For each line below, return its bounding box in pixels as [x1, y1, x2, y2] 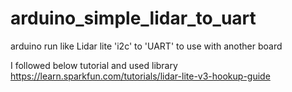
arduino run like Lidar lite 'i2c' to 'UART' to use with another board [10, 40, 283, 52]
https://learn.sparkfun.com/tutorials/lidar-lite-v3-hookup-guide [10, 70, 271, 82]
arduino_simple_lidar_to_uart [10, 7, 257, 30]
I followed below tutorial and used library [10, 59, 178, 71]
